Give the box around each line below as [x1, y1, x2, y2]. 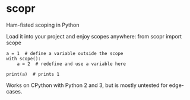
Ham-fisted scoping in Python [6, 21, 80, 28]
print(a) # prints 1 [6, 71, 60, 77]
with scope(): [6, 56, 42, 62]
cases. [6, 88, 23, 95]
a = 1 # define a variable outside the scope [6, 50, 123, 56]
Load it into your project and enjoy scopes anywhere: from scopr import [6, 33, 182, 40]
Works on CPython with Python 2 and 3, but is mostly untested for [6, 82, 168, 89]
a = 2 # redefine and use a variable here [17, 61, 126, 67]
